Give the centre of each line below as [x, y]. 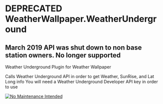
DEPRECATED [34, 9]
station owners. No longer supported [63, 55]
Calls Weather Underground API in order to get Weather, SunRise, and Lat [80, 76]
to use [12, 87]
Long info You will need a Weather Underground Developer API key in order [82, 82]
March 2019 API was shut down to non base [73, 47]
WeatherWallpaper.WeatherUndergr [81, 19]
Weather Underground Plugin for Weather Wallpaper [58, 67]
